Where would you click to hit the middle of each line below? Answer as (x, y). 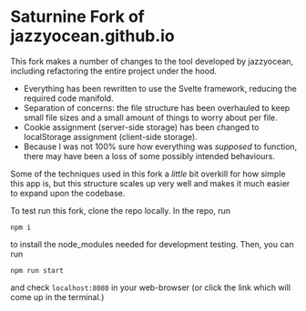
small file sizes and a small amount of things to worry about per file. (150, 117)
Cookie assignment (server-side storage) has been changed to (141, 127)
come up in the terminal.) (57, 296)
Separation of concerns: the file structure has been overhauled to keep (157, 107)
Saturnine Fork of (77, 17)
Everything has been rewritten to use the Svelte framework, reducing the (160, 88)
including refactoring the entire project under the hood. (114, 71)
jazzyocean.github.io (93, 36)
